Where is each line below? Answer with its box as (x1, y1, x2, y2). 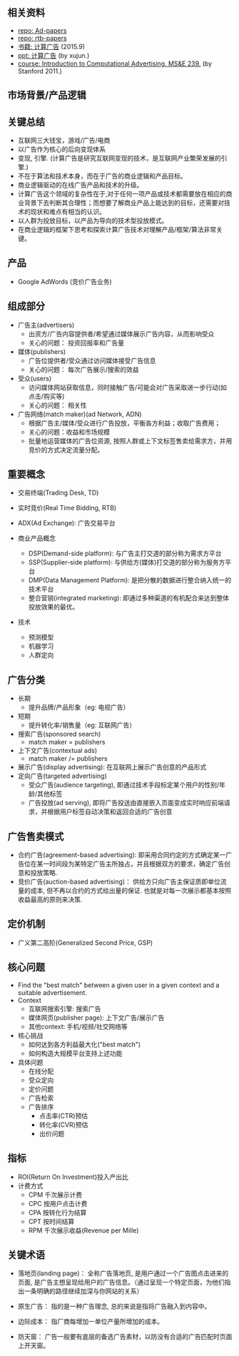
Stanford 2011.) (17, 66, 63, 75)
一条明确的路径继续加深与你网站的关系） (24, 1287, 143, 1295)
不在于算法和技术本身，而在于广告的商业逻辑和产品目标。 (17, 172, 187, 181)
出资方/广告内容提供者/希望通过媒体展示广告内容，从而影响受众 (28, 329, 215, 338)
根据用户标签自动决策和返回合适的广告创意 (47, 807, 173, 816)
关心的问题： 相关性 (28, 400, 87, 409)
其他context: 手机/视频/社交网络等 (28, 1022, 128, 1031)
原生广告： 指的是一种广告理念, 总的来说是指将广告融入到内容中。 (17, 1302, 211, 1311)
